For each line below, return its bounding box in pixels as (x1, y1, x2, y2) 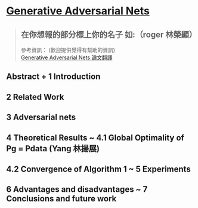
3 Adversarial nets (6, 112, 76, 123)
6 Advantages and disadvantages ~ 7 (6, 184, 148, 195)
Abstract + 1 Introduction (6, 72, 101, 82)
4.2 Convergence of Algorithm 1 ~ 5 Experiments (6, 164, 191, 174)
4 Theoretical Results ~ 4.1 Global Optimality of (6, 133, 185, 143)
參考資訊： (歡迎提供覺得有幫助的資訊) (20, 47, 115, 53)
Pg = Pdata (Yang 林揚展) (6, 143, 100, 154)
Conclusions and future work (6, 194, 117, 204)
